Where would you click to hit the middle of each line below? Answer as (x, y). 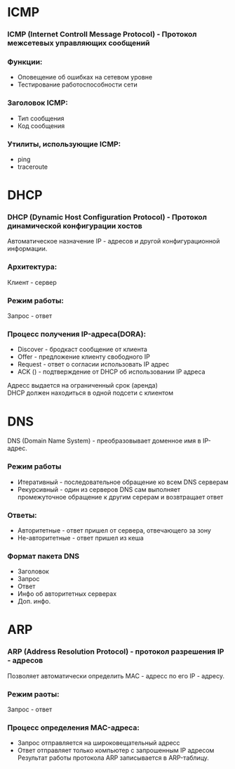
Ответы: (22, 515)
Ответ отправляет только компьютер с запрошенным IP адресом (116, 751)
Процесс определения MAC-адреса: (74, 727)
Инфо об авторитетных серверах (67, 594)
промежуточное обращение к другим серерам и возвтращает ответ (120, 497)
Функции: (25, 62)
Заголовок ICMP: (38, 103)
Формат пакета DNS (43, 556)
